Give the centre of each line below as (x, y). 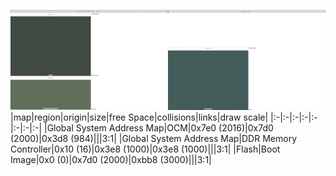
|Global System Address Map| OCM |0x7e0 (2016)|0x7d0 (158, 128)
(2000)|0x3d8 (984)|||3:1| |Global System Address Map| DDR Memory (153, 139)
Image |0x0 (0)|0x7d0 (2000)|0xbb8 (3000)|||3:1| (111, 160)
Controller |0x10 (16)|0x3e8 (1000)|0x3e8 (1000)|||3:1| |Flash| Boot (145, 149)
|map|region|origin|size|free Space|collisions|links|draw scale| (139, 117)
